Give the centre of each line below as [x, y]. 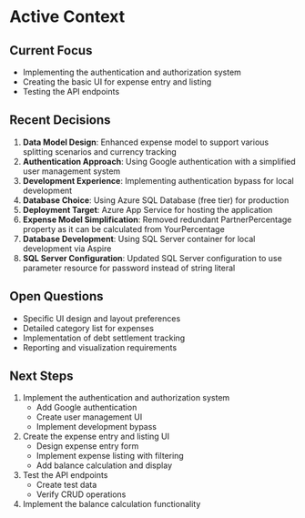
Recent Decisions [60, 120]
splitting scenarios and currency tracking [100, 151]
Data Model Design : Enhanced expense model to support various [146, 142]
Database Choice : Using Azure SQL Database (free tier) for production [156, 200]
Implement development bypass [97, 427]
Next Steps [41, 376]
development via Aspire [67, 249]
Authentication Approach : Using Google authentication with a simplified [159, 161]
